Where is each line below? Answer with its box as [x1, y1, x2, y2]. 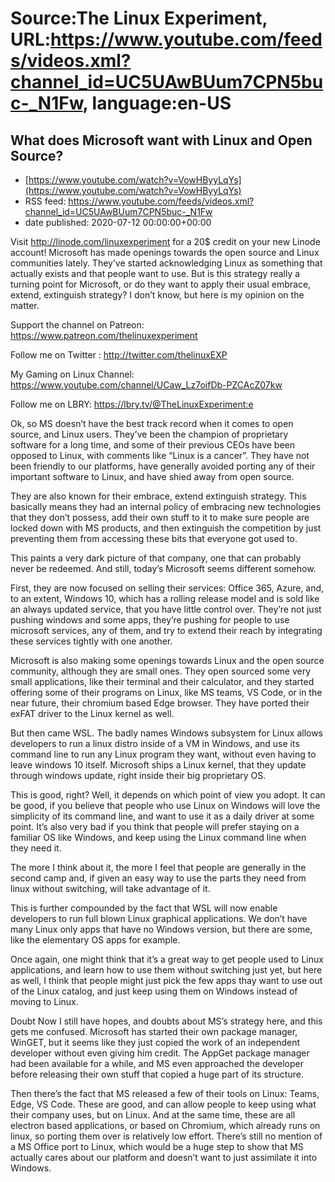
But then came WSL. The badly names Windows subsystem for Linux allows [10, 727, 324, 739]
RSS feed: [24, 195, 67, 207]
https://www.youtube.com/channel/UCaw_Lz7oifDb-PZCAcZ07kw [10, 379, 283, 391]
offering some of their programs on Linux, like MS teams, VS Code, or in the [10, 687, 323, 698]
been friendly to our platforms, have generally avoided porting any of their [10, 460, 316, 472]
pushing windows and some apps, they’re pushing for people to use [10, 614, 290, 626]
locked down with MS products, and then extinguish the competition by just [10, 522, 322, 534]
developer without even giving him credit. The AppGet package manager [10, 1047, 310, 1059]
